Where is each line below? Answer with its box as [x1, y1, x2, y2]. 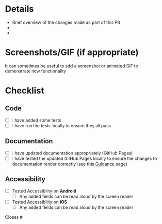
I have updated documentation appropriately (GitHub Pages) [12, 150, 133, 156]
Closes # [5, 214, 23, 220]
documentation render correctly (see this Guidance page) [12, 161, 128, 167]
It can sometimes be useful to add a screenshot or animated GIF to [5, 63, 138, 69]
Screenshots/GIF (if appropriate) [5, 47, 139, 58]
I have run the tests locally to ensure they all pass [12, 122, 111, 128]
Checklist [5, 85, 45, 96]
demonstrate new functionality [5, 68, 66, 74]
